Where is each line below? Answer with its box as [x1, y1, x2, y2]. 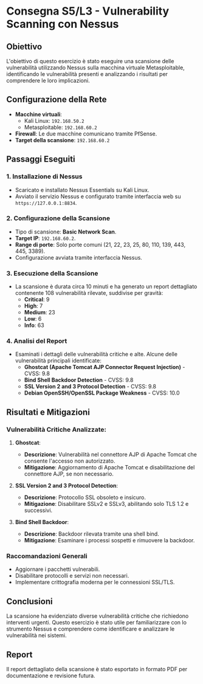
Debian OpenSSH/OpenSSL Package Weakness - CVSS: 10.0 [24, 389, 181, 396]
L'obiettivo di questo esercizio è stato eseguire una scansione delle [6, 58, 174, 64]
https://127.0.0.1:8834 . [15, 199, 77, 206]
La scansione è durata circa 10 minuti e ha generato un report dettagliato [15, 283, 198, 290]
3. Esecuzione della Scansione [6, 269, 98, 277]
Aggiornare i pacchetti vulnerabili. [15, 565, 100, 573]
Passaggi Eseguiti [6, 154, 75, 165]
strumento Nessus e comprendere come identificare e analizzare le [6, 625, 175, 633]
